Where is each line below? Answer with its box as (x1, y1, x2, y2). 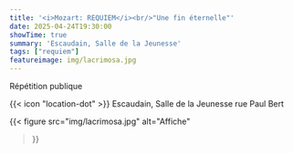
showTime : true (9, 30, 68, 39)
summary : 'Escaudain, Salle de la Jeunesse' (9, 38, 182, 48)
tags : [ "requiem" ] (9, 47, 79, 56)
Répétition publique (9, 81, 83, 91)
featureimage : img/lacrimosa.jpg (9, 56, 137, 65)
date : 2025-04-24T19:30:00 (9, 22, 112, 31)
